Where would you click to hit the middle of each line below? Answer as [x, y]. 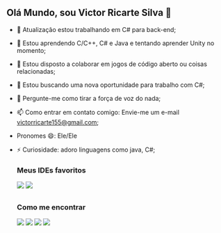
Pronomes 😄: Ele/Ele [47, 136]
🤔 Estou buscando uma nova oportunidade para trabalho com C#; [110, 85]
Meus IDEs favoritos [51, 170]
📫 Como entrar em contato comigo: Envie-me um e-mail [98, 112]
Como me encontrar [51, 207]
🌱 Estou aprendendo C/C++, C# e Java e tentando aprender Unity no [115, 43]
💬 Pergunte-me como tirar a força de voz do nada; [89, 98]
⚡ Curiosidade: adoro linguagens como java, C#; [86, 150]
